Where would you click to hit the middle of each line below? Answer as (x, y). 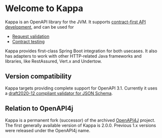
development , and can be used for (40, 27)
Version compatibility (38, 76)
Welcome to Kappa (44, 8)
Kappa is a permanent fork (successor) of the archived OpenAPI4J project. (80, 120)
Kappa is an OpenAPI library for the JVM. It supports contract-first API (75, 22)
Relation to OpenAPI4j (39, 109)
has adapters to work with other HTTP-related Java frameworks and (73, 56)
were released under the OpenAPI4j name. (48, 130)
